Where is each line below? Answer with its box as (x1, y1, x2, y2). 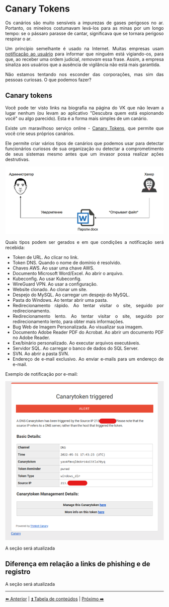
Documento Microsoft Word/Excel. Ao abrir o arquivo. (12, 270, 124, 276)
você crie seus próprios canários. (5, 130, 74, 137)
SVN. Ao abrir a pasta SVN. (12, 351, 69, 357)
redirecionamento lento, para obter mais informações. (12, 318, 124, 324)
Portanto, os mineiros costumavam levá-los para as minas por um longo (5, 25, 164, 31)
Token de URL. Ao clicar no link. (12, 254, 79, 260)
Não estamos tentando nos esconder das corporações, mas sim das (5, 71, 164, 77)
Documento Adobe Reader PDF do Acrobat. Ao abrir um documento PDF (12, 329, 164, 335)
